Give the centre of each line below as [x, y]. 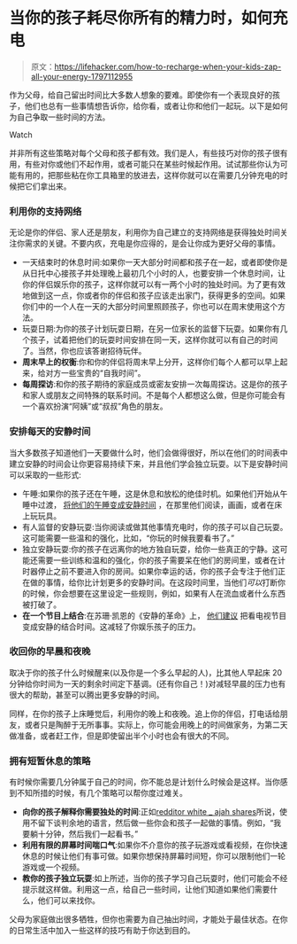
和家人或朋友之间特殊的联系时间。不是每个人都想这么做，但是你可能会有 [153, 395]
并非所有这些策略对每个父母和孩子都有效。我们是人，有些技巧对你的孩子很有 [148, 152]
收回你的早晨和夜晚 [50, 651]
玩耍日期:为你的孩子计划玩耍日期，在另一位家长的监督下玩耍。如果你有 [151, 329]
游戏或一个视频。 [53, 867]
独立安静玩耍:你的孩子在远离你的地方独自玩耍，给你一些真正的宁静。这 [151, 549]
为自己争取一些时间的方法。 [60, 117]
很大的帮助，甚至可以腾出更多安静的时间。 [87, 694]
